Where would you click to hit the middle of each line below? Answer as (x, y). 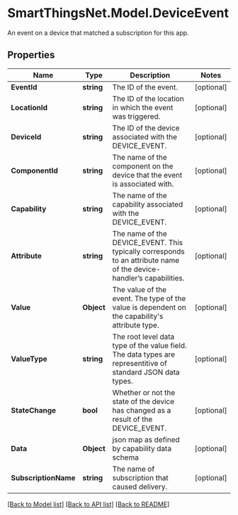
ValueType (29, 359)
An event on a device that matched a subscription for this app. (98, 33)
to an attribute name (146, 260)
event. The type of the (149, 298)
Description (150, 75)
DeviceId (26, 136)
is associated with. (143, 184)
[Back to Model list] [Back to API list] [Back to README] (89, 504)
